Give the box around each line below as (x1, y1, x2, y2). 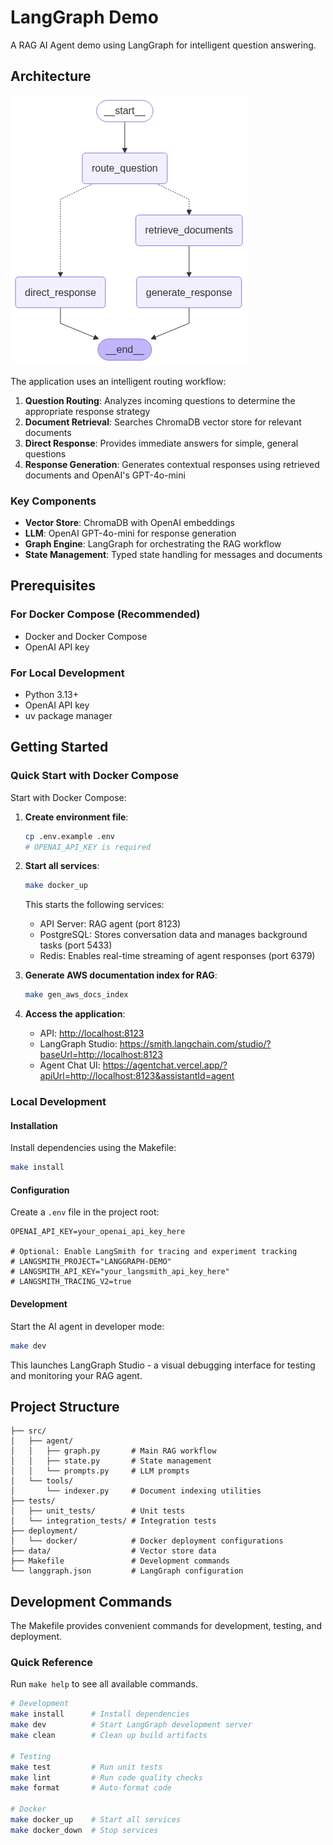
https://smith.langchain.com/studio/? (119, 1038, 272, 1050)
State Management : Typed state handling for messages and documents (24, 549, 323, 561)
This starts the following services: (24, 899, 165, 911)
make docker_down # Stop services (10, 1825, 159, 1835)
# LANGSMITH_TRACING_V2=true (10, 1277, 132, 1287)
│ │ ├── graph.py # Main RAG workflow (10, 1446, 217, 1456)
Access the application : (24, 1008, 126, 1020)
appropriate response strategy (24, 405, 151, 417)
